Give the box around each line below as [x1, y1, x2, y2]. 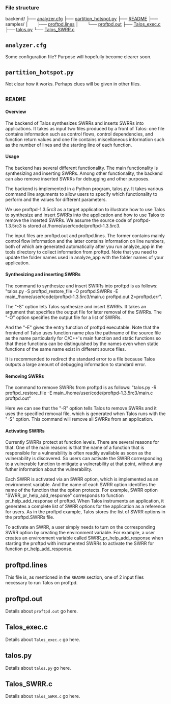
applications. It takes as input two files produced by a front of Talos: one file [5, 125, 164, 131]
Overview [5, 108, 26, 115]
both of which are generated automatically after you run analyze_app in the [5, 243, 163, 249]
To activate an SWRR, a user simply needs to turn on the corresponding [5, 524, 155, 530]
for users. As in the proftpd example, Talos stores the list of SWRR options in [5, 509, 165, 515]
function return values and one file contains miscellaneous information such [5, 136, 164, 142]
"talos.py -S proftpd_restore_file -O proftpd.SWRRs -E [5, 288, 119, 294]
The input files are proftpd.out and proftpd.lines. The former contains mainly [5, 232, 165, 239]
